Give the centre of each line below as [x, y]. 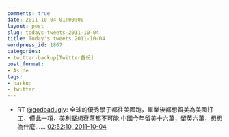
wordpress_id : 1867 [35, 45]
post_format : [26, 64]
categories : [24, 52]
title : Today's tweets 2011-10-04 [56, 39]
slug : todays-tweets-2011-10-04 [53, 32]
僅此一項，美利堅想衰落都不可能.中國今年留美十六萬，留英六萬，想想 [126, 118]
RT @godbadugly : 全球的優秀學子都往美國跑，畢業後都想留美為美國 [112, 110]
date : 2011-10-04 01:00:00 [45, 20]
